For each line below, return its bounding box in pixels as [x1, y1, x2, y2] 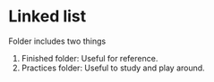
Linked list [8, 6, 87, 27]
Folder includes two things [8, 36, 107, 46]
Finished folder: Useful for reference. [21, 53, 158, 63]
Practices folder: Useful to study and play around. [21, 62, 205, 73]
